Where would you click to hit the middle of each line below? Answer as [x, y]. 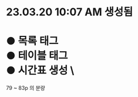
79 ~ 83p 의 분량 [26, 88]
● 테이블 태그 [37, 56]
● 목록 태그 [32, 41]
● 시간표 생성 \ [40, 71]
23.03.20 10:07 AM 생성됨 [70, 12]
